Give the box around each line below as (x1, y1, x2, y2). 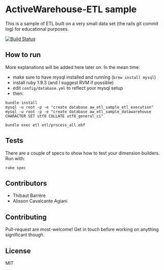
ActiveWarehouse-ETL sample (5, 4, 137, 15)
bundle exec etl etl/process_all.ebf (5, 122, 86, 128)
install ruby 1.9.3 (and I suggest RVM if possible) (12, 79, 114, 85)
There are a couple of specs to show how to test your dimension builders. (5, 150, 160, 156)
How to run (5, 51, 41, 59)
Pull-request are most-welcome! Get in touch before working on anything (5, 226, 159, 233)
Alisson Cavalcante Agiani (12, 198, 68, 204)
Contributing (5, 213, 47, 222)
